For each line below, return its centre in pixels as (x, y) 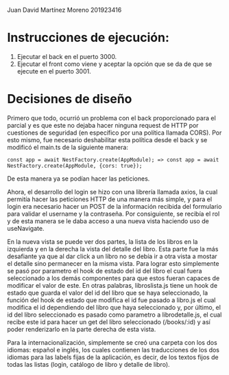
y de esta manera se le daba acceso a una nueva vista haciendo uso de (108, 221)
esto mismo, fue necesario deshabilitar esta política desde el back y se (107, 139)
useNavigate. (26, 228)
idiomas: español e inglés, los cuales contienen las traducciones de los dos (113, 350)
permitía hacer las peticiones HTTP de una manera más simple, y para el (110, 199)
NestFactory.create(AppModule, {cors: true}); (75, 166)
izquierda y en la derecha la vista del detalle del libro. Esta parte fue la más (113, 249)
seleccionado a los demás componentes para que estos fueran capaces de (113, 278)
